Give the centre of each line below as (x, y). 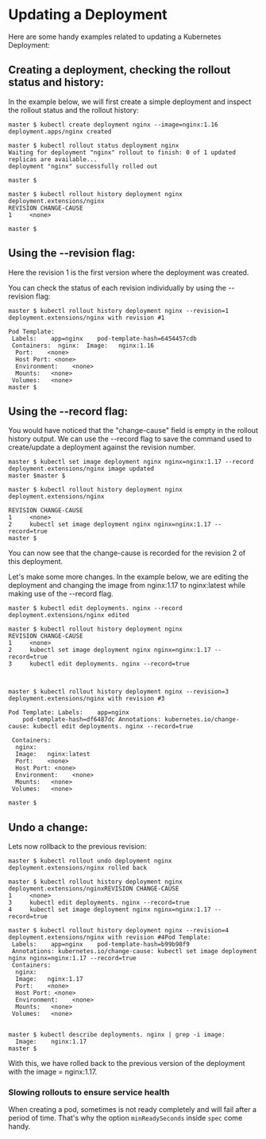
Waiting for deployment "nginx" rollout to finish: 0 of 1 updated (122, 153)
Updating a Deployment (88, 15)
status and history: (56, 82)
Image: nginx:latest (53, 755)
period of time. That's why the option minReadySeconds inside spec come (125, 1118)
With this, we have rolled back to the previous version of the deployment (127, 1064)
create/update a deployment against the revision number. (102, 447)
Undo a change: (48, 827)
